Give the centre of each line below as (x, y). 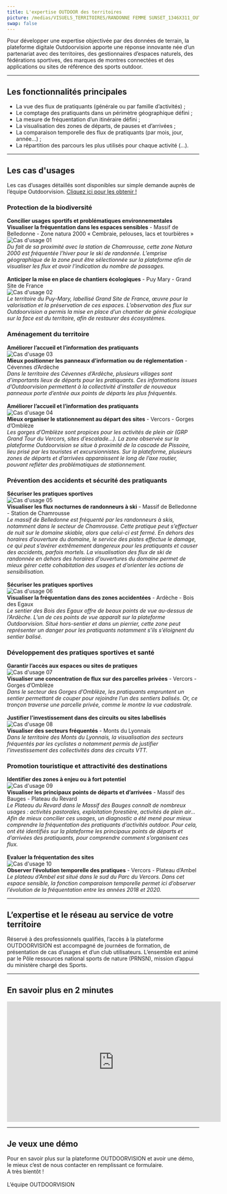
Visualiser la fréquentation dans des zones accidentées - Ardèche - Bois (100, 598)
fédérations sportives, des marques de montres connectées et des (91, 60)
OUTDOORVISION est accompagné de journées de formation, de (88, 946)
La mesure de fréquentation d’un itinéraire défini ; (78, 119)
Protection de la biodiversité (49, 207)
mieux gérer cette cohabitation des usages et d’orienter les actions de (95, 565)
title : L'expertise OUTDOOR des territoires (64, 12)
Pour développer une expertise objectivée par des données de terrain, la (98, 41)
